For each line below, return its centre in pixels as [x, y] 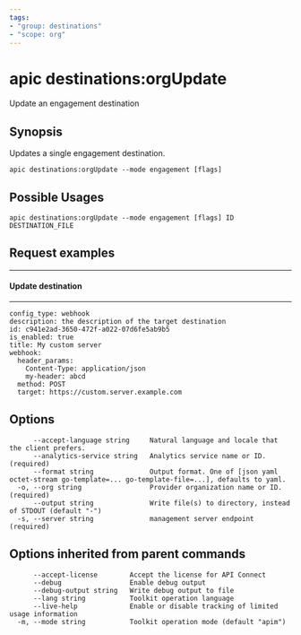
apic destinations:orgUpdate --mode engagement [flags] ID [122, 217]
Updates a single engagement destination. [87, 153]
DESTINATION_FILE [42, 225]
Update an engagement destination [74, 103]
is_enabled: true [42, 337]
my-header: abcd [56, 376]
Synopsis [36, 131]
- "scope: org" [38, 34]
